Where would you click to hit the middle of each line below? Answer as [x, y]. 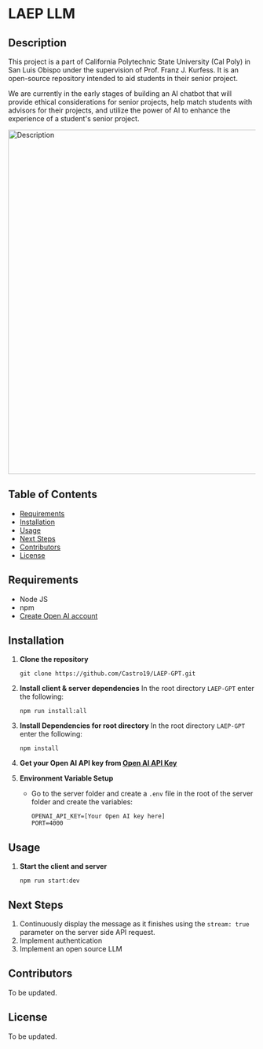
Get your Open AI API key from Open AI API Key [98, 763]
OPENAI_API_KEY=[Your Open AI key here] [98, 816]
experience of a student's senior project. [74, 118]
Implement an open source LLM [71, 949]
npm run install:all [53, 711]
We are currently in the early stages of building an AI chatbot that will [120, 94]
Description [37, 43]
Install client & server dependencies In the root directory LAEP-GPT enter [137, 689]
